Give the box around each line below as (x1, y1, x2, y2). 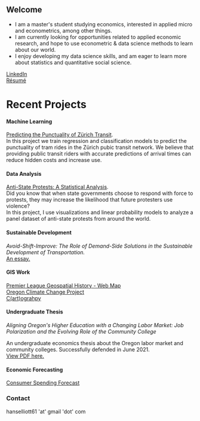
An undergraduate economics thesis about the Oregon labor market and (6, 340, 183, 347)
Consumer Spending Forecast (6, 379, 80, 386)
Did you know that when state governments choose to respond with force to (6, 190, 193, 197)
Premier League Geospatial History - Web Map (6, 282, 121, 289)
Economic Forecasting (6, 366, 63, 373)
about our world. (14, 46, 56, 53)
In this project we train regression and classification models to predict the (6, 138, 187, 145)
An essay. (6, 255, 30, 262)
